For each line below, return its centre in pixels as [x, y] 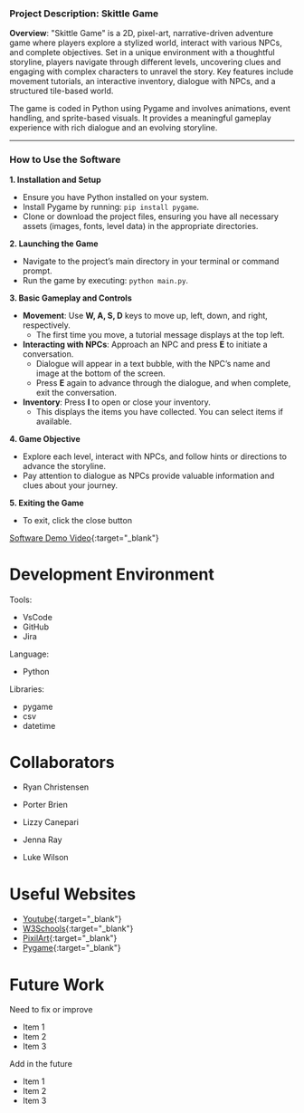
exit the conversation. [76, 392]
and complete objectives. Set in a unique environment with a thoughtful [142, 53]
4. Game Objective [45, 438]
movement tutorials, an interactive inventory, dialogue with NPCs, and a [142, 82]
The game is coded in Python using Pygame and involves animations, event [150, 109]
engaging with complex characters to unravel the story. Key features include [152, 72]
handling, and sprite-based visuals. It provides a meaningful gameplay [140, 118]
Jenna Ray [42, 840]
